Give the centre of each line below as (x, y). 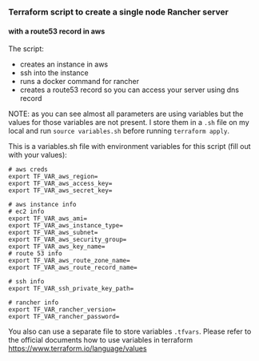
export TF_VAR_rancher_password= (64, 317)
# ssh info (26, 282)
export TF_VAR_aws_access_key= (60, 184)
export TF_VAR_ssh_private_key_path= (71, 289)
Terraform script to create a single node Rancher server (119, 12)
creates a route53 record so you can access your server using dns (129, 90)
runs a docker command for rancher (80, 82)
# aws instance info (43, 205)
